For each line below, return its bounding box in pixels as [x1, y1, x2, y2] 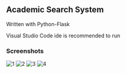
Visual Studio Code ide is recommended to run [6, 32, 121, 39]
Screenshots [6, 47, 44, 55]
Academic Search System [6, 5, 104, 15]
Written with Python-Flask [6, 20, 70, 27]
